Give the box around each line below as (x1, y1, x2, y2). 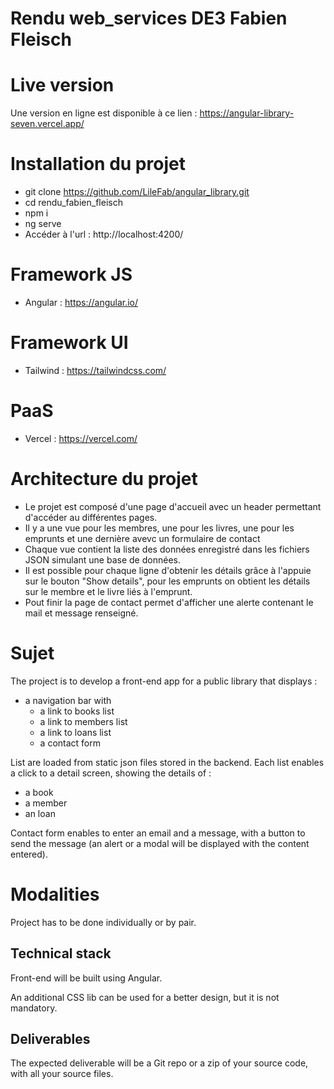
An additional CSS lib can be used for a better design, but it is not (10, 991, 280, 1003)
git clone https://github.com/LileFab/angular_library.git (24, 186, 250, 198)
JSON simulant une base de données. (24, 553, 181, 566)
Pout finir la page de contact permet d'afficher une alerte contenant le (24, 596, 314, 608)
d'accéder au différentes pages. (24, 511, 158, 523)
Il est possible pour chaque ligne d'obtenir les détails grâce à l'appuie (24, 564, 312, 576)
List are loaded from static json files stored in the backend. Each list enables (10, 756, 325, 768)
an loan (24, 807, 56, 819)
